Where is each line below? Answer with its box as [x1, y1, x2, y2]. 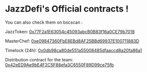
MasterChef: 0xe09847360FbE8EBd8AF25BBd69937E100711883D [5, 38, 139, 44]
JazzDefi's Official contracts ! [5, 3, 129, 14]
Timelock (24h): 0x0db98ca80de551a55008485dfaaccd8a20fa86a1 [5, 47, 143, 53]
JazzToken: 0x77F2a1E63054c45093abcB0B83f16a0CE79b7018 [5, 29, 135, 34]
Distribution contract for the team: [5, 57, 73, 62]
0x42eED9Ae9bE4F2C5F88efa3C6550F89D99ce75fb [5, 62, 114, 68]
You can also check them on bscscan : [5, 19, 83, 25]
